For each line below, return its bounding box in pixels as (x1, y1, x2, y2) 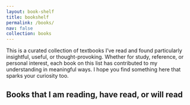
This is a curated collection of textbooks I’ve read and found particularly (6, 47, 182, 54)
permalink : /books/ (6, 20, 55, 26)
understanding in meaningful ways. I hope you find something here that (6, 66, 181, 73)
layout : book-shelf (6, 8, 55, 15)
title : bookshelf (6, 14, 49, 20)
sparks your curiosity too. (6, 72, 69, 79)
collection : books (6, 31, 52, 37)
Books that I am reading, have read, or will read (6, 90, 183, 100)
